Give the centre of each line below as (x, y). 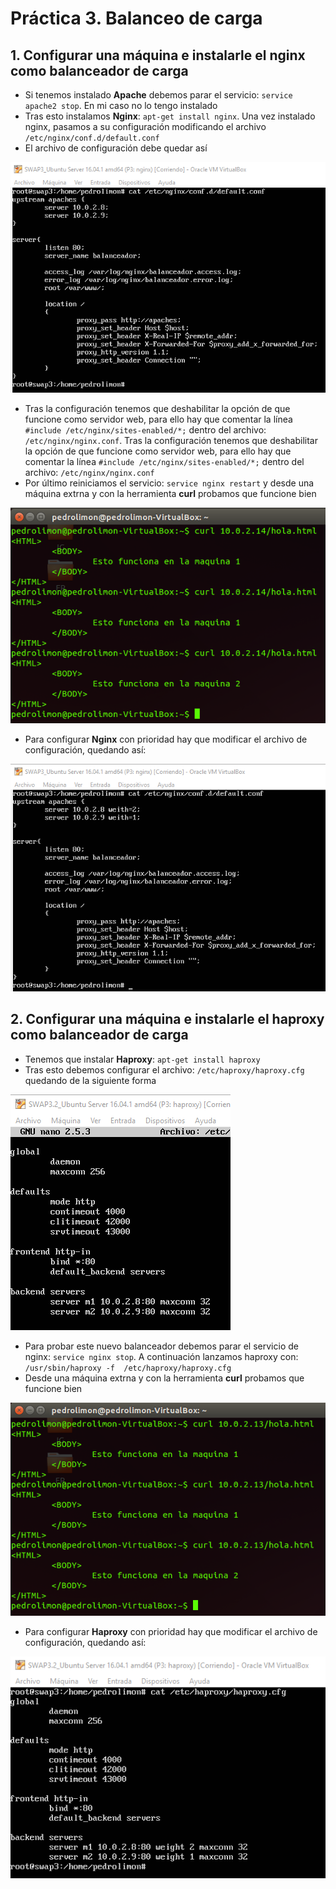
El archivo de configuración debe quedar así (116, 148)
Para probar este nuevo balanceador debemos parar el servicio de (161, 1346)
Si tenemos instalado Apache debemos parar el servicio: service (158, 95)
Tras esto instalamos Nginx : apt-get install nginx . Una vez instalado (170, 116)
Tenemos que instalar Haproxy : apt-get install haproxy (142, 1059)
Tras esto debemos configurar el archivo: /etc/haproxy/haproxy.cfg (164, 1069)
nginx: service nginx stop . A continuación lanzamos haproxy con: (161, 1356)
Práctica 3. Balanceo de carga (136, 18)
